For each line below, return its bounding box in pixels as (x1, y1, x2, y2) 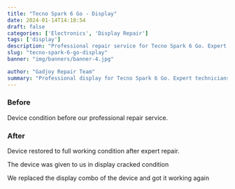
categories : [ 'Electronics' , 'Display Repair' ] (7, 29, 149, 37)
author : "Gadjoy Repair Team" (7, 68, 96, 75)
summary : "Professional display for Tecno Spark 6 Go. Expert (7, 75, 192, 82)
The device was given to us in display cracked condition (7, 160, 169, 169)
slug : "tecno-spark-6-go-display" (7, 50, 108, 56)
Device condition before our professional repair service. (7, 113, 169, 122)
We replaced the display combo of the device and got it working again (7, 174, 210, 182)
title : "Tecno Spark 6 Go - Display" (7, 10, 117, 17)
